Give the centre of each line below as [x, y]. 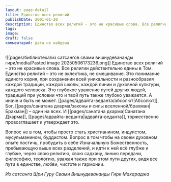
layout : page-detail [27, 10]
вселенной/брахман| [128, 106]
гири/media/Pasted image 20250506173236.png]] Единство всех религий [84, 63]
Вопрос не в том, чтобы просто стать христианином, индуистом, [76, 132]
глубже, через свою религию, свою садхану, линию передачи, [74, 153]
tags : [11, 29]
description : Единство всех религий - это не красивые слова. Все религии [86, 24]
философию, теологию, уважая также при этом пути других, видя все [81, 159]
